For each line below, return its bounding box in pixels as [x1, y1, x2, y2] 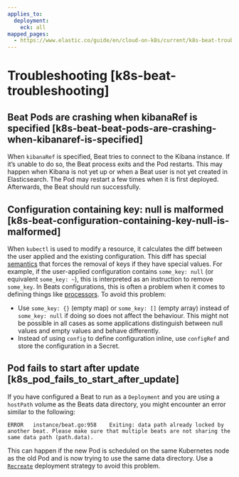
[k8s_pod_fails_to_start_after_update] [7, 374, 180, 386]
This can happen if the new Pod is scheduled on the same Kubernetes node [7, 446, 230, 455]
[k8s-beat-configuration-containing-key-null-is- [7, 215, 230, 227]
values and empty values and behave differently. [17, 326, 161, 335]
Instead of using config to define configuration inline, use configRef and [17, 334, 230, 342]
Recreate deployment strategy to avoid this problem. [7, 461, 161, 470]
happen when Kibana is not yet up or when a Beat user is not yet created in [7, 168, 228, 176]
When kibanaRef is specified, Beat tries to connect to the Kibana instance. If [7, 153, 230, 161]
